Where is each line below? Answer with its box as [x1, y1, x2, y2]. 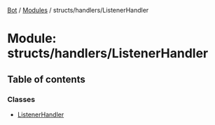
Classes [7, 94, 36, 104]
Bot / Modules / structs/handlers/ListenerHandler [7, 6, 149, 14]
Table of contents [7, 73, 85, 85]
